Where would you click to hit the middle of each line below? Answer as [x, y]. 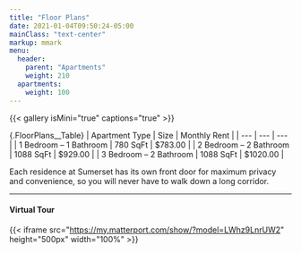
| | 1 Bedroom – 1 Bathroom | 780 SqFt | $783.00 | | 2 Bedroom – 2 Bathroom [149, 145]
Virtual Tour [32, 210]
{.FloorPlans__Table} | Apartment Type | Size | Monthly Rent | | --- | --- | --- [149, 135]
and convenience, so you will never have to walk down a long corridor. [139, 181]
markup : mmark [36, 42]
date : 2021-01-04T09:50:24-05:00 [72, 26]
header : [32, 59]
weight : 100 [47, 92]
